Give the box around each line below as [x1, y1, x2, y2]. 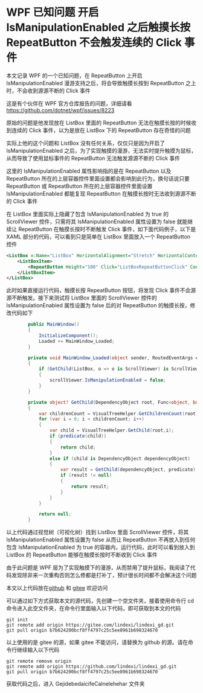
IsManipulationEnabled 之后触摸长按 [6, 21, 191, 34]
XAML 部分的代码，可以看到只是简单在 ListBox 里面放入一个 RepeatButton [6, 233, 191, 240]
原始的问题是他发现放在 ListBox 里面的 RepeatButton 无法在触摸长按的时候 [6, 119, 192, 126]
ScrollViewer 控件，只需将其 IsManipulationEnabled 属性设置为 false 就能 [6, 218, 188, 225]
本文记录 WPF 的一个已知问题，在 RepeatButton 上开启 [6, 72, 143, 79]
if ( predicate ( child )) [49, 433, 107, 439]
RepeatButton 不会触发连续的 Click [6, 36, 182, 49]
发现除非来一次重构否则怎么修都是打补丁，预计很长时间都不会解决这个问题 [11, 572, 197, 579]
